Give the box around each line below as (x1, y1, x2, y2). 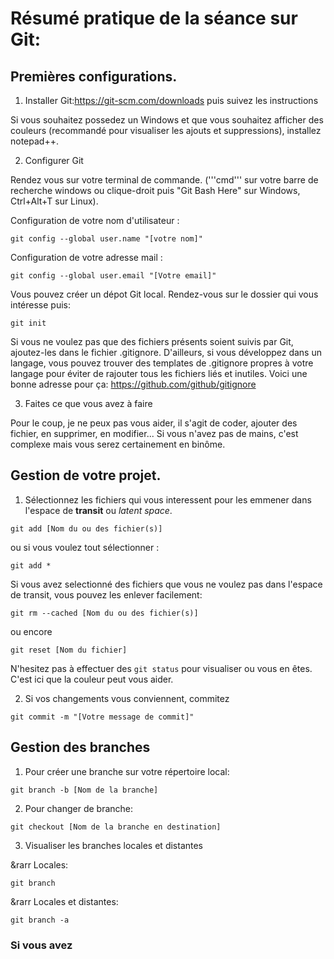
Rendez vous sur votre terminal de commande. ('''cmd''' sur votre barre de (10, 174, 319, 186)
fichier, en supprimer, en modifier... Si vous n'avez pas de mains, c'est (10, 428, 299, 439)
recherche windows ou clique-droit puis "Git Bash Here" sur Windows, (10, 185, 301, 196)
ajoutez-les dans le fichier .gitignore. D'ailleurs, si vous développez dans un (10, 347, 322, 358)
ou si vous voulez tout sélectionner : (10, 541, 160, 553)
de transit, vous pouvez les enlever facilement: (10, 588, 203, 601)
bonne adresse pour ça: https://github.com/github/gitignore (10, 378, 257, 390)
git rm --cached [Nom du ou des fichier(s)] (10, 608, 199, 618)
